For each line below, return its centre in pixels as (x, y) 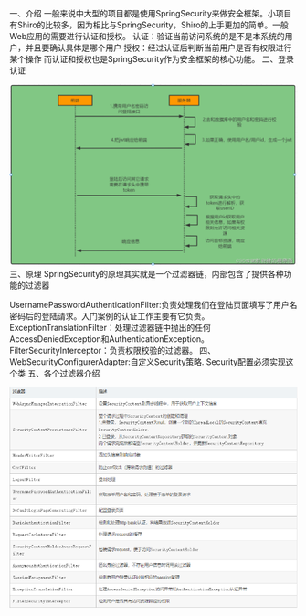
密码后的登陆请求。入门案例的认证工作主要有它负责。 (110, 316)
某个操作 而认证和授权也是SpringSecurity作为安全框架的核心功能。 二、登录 (152, 59)
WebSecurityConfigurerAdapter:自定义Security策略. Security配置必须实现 (148, 361)
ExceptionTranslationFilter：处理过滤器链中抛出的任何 (111, 327)
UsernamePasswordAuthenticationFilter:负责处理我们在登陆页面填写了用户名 (153, 304)
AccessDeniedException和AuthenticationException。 (110, 339)
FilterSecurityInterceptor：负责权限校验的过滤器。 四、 (113, 350)
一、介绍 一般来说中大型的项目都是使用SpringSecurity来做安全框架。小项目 (151, 13)
